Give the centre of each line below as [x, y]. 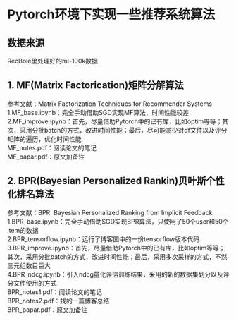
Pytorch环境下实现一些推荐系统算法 [111, 14]
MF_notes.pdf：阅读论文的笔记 [52, 147]
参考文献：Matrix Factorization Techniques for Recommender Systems [110, 104]
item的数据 [23, 230]
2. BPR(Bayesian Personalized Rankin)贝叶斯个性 [116, 181]
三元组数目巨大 [29, 265]
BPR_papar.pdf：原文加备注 [48, 309]
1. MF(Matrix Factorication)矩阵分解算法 [96, 85]
